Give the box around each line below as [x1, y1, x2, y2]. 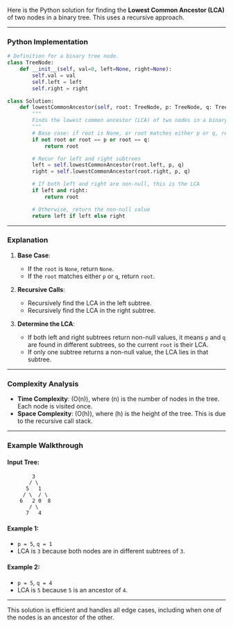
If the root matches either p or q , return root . [27, 272, 155, 280]
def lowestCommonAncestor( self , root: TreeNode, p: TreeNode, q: [19, 104, 213, 111]
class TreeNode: [7, 59, 54, 67]
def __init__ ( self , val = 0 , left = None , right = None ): [19, 66, 172, 73]
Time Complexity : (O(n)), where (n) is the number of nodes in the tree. [17, 395, 220, 403]
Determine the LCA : [17, 319, 75, 328]
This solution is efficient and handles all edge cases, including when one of [7, 605, 222, 614]
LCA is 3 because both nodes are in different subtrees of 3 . [17, 547, 186, 556]
